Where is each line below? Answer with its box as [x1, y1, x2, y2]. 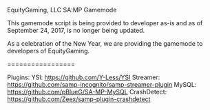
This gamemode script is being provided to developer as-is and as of [7, 19, 203, 27]
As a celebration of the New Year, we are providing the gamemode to [7, 40, 203, 47]
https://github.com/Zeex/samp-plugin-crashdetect [7, 95, 151, 103]
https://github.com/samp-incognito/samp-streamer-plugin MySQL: [7, 81, 197, 88]
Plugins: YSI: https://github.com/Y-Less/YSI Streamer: [7, 73, 160, 81]
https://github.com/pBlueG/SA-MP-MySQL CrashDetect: [7, 88, 167, 96]
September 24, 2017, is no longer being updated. [7, 27, 145, 34]
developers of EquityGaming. [7, 47, 90, 55]
